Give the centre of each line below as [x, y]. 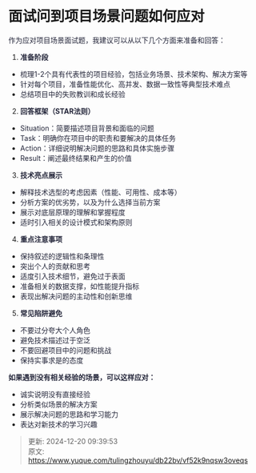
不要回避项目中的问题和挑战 [66, 350]
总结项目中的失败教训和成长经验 [72, 94]
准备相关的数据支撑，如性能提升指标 [80, 286]
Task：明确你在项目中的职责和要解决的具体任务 [98, 138]
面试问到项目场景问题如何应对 [107, 16]
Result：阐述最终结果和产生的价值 [76, 158]
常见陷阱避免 [41, 313]
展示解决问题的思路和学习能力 [69, 414]
